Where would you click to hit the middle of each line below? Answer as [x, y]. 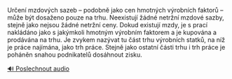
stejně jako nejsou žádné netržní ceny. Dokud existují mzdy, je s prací [108, 25]
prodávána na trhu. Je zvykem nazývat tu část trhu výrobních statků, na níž [116, 40]
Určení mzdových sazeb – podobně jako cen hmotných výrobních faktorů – [115, 10]
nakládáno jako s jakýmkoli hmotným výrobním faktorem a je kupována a [112, 32]
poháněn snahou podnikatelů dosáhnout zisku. [75, 55]
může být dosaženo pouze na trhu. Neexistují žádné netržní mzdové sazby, [116, 17]
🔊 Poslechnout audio [39, 69]
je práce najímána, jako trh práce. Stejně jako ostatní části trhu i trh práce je [116, 47]
